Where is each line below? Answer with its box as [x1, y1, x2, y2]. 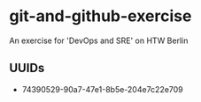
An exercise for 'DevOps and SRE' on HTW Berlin [9, 35, 189, 46]
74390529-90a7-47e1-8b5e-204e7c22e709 [21, 84, 183, 94]
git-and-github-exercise [9, 6, 192, 26]
